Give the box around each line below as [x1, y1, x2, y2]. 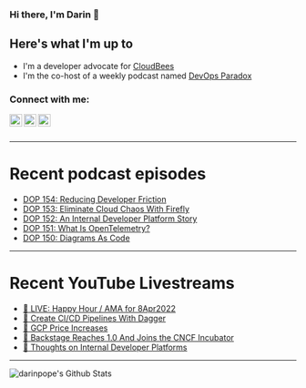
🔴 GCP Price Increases [22, 322, 108, 333]
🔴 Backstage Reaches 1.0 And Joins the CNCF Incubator [22, 332, 235, 342]
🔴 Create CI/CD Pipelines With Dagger [22, 312, 167, 323]
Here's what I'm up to [9, 36, 134, 52]
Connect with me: [9, 93, 90, 106]
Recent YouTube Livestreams [9, 273, 235, 294]
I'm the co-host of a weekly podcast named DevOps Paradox [22, 70, 252, 81]
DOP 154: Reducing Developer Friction [22, 193, 167, 204]
